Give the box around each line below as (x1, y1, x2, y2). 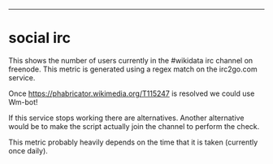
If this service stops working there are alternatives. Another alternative (8, 113, 245, 123)
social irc (8, 29, 71, 47)
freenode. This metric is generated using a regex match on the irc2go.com (8, 64, 258, 74)
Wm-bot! (8, 97, 38, 106)
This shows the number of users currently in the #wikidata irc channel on (8, 55, 253, 65)
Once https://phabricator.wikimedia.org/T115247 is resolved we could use (8, 88, 255, 98)
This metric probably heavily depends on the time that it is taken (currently (8, 137, 258, 147)
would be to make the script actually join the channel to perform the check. (8, 121, 260, 131)
